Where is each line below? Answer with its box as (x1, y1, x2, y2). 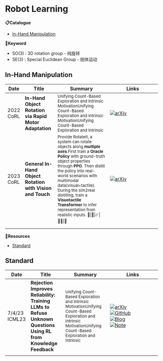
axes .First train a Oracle (57, 148, 103, 154)
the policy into (57, 168, 85, 173)
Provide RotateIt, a (57, 134, 93, 139)
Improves (31, 285, 53, 292)
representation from (57, 207, 96, 212)
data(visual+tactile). (57, 182, 96, 188)
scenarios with (69, 173, 98, 178)
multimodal (57, 178, 79, 183)
